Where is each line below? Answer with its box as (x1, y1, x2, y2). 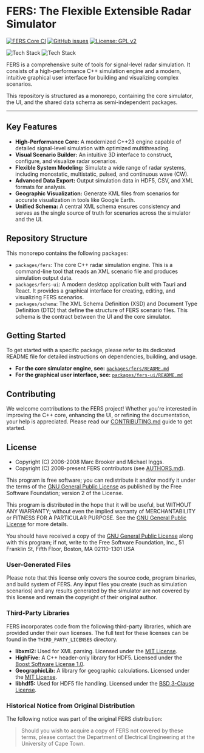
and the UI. (15, 215, 43, 223)
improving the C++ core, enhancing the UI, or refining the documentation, (6, 412, 191, 419)
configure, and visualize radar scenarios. (15, 157, 117, 165)
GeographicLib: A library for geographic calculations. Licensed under (15, 667, 190, 674)
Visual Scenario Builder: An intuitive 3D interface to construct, (15, 151, 173, 158)
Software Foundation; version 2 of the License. (6, 490, 123, 496)
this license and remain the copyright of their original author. (6, 594, 158, 601)
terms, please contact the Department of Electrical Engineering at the (21, 733, 195, 740)
